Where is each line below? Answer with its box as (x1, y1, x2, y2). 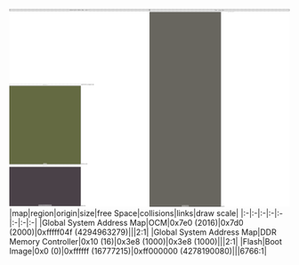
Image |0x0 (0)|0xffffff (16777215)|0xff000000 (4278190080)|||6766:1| (9, 245, 267, 256)
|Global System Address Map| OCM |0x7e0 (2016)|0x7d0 (38, 217, 244, 228)
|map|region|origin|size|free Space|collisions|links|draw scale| (9, 207, 239, 218)
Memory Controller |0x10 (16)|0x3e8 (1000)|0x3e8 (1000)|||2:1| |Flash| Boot (9, 236, 283, 246)
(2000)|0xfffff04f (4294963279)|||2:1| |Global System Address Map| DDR (9, 227, 278, 237)
